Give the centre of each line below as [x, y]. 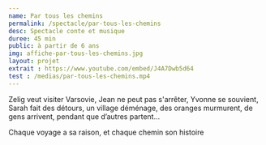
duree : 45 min [32, 38]
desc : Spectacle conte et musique [67, 31]
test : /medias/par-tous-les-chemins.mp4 [79, 76]
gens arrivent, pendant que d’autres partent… [84, 116]
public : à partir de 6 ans [54, 46]
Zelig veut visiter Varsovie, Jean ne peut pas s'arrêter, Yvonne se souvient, [133, 99]
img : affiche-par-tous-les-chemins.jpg [76, 53]
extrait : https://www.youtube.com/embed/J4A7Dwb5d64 [101, 69]
